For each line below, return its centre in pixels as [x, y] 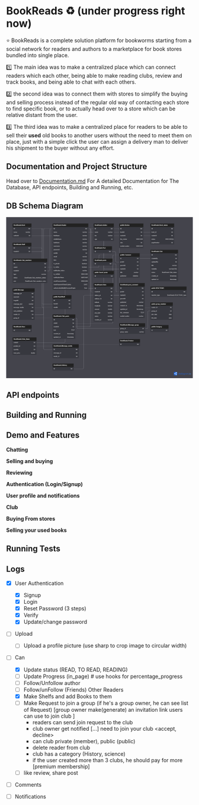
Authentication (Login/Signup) [44, 484]
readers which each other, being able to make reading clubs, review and [94, 75]
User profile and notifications [43, 495]
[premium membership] [61, 766]
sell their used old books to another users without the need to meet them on [99, 135]
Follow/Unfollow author [52, 683]
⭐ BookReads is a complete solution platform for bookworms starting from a [99, 40]
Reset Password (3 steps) [55, 608]
